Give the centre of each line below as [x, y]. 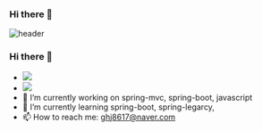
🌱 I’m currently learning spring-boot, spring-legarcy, [118, 107]
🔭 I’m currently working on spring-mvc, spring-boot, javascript [137, 97]
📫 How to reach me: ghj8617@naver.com [99, 117]
